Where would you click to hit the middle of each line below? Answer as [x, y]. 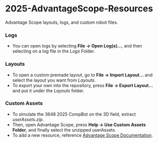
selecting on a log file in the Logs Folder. [53, 51]
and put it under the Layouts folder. [48, 91]
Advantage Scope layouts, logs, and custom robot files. [62, 22]
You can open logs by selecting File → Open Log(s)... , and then [77, 46]
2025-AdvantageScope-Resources [79, 9]
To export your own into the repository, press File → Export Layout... [83, 85]
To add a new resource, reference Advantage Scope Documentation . [82, 135]
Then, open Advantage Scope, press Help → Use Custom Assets [79, 125]
